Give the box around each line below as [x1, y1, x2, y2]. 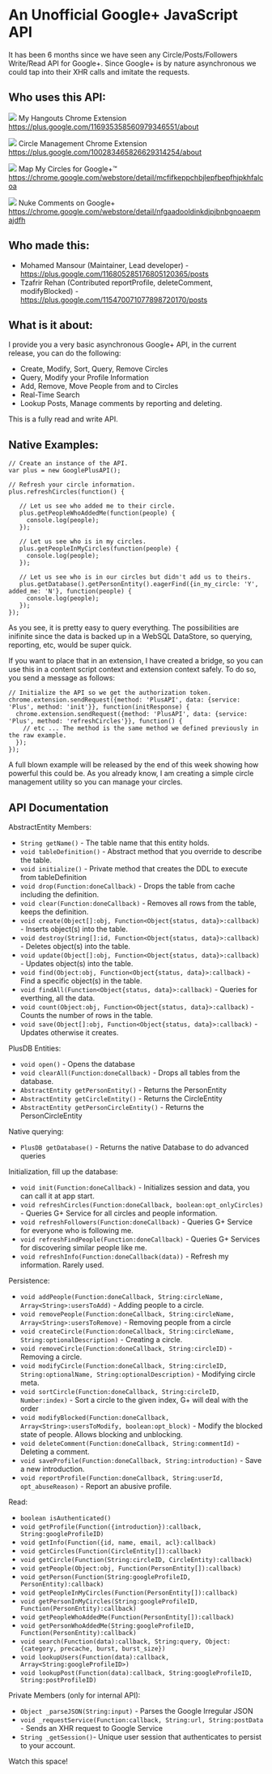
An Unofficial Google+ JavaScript [8, 6, 239, 24]
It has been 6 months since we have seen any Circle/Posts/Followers [8, 50, 238, 59]
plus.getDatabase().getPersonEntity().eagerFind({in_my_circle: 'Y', [19, 581, 259, 589]
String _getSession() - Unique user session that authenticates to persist [19, 1732, 261, 1742]
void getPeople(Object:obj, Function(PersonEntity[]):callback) [19, 1565, 242, 1573]
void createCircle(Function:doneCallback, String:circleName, [19, 1327, 235, 1336]
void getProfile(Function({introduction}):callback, [19, 1523, 202, 1531]
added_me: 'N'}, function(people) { [8, 587, 132, 596]
